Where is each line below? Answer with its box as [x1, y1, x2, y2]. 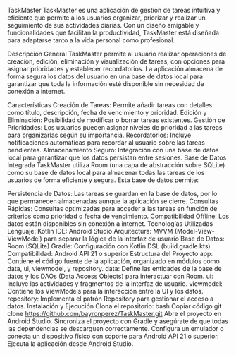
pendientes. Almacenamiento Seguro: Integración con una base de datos [7, 146, 219, 154]
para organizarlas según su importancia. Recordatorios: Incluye [7, 131, 192, 139]
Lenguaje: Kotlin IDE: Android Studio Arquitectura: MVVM [7, 227, 173, 235]
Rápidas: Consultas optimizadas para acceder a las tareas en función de [7, 205, 218, 212]
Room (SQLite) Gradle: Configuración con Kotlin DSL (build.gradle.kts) [7, 242, 211, 250]
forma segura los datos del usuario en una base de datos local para [7, 72, 203, 80]
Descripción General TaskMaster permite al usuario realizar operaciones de [7, 49, 227, 58]
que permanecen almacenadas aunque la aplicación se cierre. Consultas [7, 197, 219, 205]
